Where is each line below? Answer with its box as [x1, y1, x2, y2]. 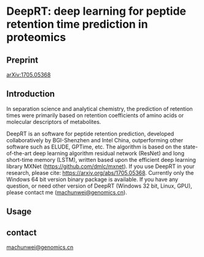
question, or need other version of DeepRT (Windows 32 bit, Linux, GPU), [6, 182, 192, 190]
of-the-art [6, 149, 32, 157]
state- [182, 143, 198, 150]
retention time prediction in [6, 17, 149, 31]
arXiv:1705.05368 [6, 71, 51, 78]
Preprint [6, 55, 39, 65]
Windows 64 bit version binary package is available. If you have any [6, 175, 178, 183]
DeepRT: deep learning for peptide [6, 4, 186, 18]
